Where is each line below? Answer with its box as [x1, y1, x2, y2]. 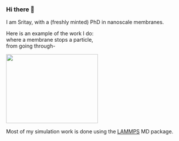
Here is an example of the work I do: [6, 30, 94, 37]
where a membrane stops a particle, [6, 36, 94, 43]
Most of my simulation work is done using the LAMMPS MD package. [6, 128, 174, 135]
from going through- [6, 42, 56, 49]
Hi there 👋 [6, 5, 35, 14]
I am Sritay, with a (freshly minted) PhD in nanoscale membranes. [6, 19, 164, 26]
